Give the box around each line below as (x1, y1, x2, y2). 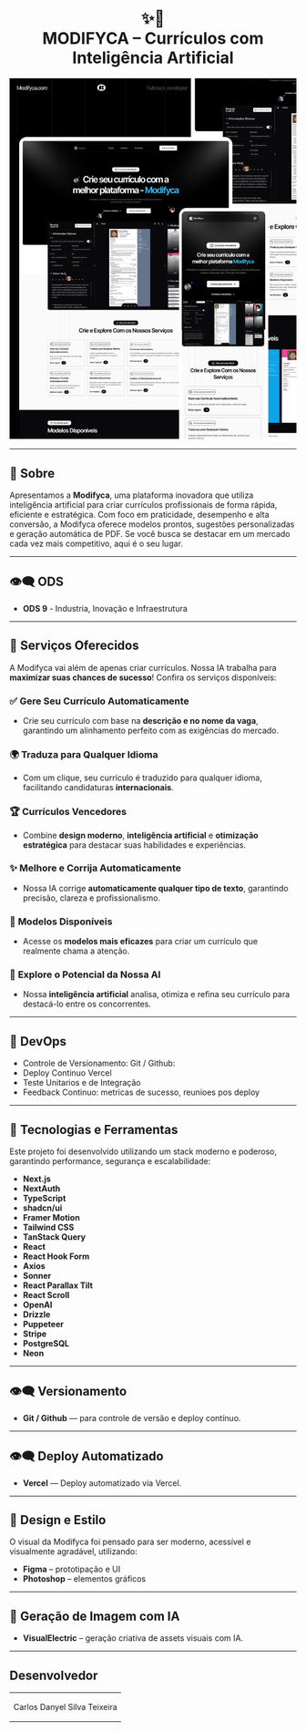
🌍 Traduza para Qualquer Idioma (9, 747, 158, 760)
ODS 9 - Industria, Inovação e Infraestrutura (22, 603, 189, 613)
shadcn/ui (22, 1202, 63, 1213)
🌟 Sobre (9, 465, 56, 481)
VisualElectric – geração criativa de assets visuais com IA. (22, 1633, 244, 1644)
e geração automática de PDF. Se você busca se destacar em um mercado (9, 528, 291, 539)
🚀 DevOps (9, 1034, 66, 1049)
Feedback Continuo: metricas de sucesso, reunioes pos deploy (22, 1087, 260, 1098)
